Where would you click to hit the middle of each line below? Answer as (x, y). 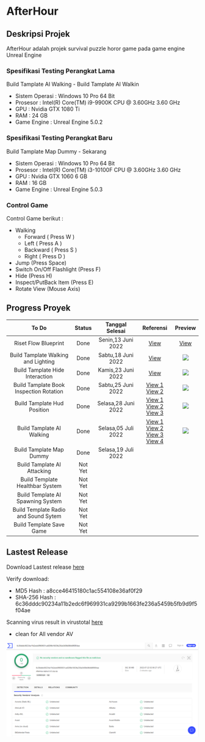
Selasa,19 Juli (116, 449)
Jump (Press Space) (41, 263)
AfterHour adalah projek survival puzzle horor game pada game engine (95, 48)
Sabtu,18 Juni (116, 355)
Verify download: (28, 579)
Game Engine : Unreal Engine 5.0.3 (59, 189)
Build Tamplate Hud (39, 403)
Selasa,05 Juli (116, 428)
